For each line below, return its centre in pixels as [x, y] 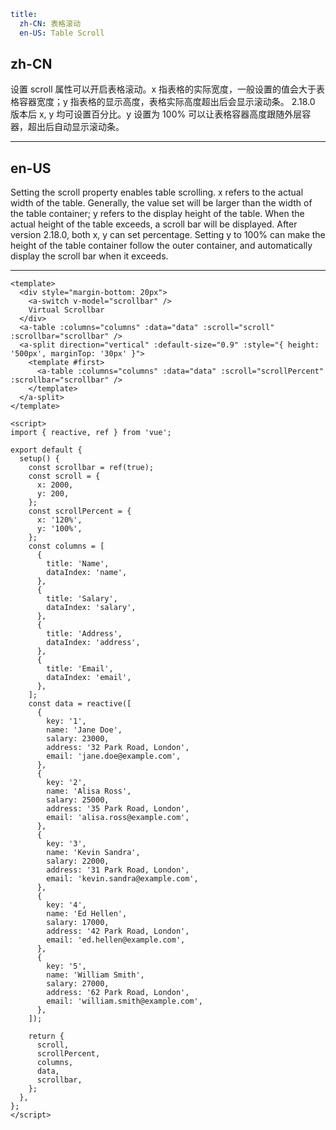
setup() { [39, 459]
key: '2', [66, 783]
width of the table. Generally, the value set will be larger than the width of [161, 203]
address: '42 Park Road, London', [118, 931]
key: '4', [66, 905]
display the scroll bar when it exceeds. [89, 256]
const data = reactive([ [80, 704]
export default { [46, 450]
